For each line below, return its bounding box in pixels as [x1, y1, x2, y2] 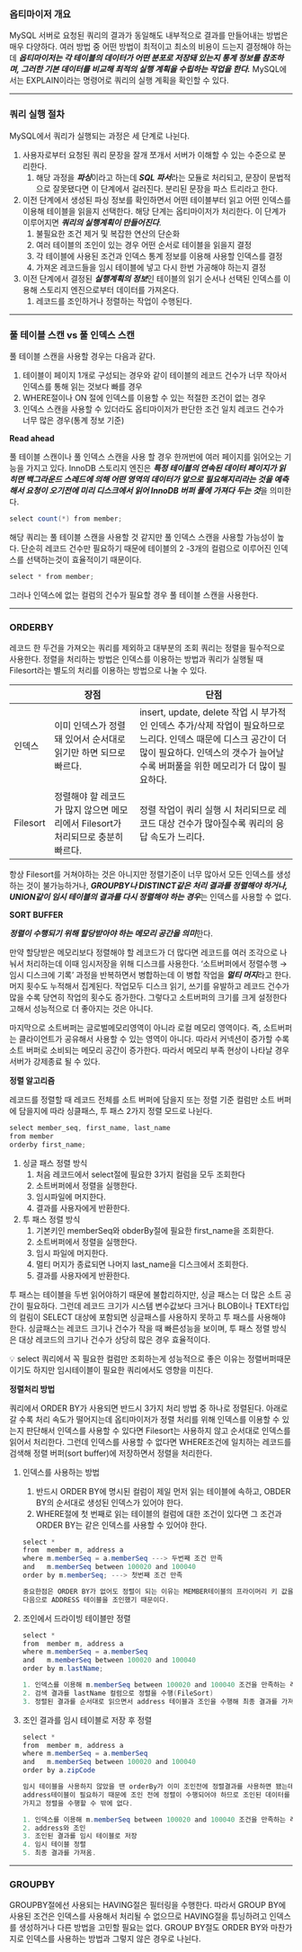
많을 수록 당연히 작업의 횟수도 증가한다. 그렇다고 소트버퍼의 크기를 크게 [9, 992, 256, 1003]
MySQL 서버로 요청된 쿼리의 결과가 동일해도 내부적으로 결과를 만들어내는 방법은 [9, 30, 289, 41]
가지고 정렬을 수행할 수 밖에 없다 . [22, 1798, 133, 1808]
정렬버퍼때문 [246, 1353, 292, 1364]
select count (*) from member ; [9, 514, 123, 523]
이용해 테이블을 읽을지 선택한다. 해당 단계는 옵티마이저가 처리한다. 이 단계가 [22, 205, 287, 217]
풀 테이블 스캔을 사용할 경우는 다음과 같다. [9, 351, 155, 361]
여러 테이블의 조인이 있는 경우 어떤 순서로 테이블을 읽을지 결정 [35, 239, 252, 250]
